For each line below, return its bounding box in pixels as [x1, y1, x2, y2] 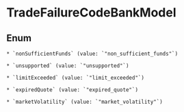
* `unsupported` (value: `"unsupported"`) [6, 63, 129, 69]
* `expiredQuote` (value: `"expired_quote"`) [6, 87, 138, 93]
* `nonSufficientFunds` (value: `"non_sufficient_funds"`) [6, 50, 179, 57]
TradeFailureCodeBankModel [6, 5, 176, 21]
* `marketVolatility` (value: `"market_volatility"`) [6, 98, 163, 105]
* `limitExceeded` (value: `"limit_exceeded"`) [6, 74, 145, 81]
